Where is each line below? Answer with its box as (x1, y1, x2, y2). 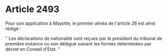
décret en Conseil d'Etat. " (5, 46, 60, 52)
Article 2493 (5, 4, 60, 15)
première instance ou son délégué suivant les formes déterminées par (5, 40, 152, 46)
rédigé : (5, 25, 21, 31)
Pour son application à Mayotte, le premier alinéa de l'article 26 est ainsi (5, 20, 156, 26)
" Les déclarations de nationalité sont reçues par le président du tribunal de (5, 35, 162, 41)
